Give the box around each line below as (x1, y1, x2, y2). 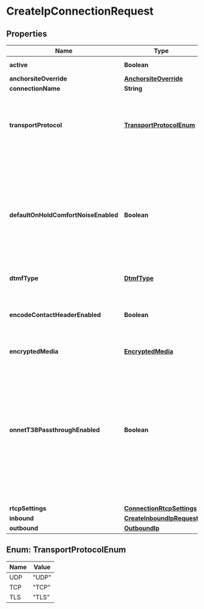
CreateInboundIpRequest (124, 514, 199, 522)
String (124, 84, 143, 93)
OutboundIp (124, 524, 160, 532)
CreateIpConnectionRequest (6, 4, 154, 18)
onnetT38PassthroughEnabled (9, 426, 100, 434)
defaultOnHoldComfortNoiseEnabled (9, 211, 118, 219)
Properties (6, 29, 47, 39)
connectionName (9, 84, 61, 93)
